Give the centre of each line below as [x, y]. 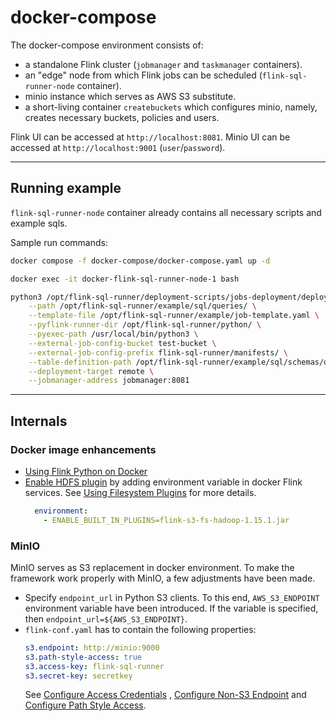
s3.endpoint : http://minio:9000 [92, 647]
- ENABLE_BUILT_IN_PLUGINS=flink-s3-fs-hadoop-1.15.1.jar [166, 520]
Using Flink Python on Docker [86, 471]
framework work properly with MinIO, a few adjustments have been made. [163, 578]
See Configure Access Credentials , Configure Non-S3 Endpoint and [165, 695]
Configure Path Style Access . [85, 705]
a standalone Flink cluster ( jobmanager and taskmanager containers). [163, 64]
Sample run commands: [59, 242]
